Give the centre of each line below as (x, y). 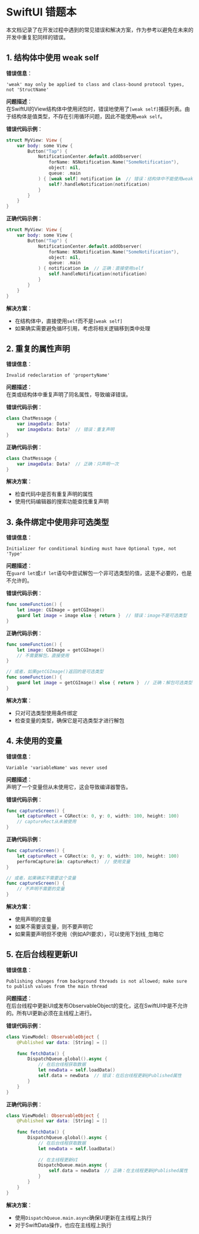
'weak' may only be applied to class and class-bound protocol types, (95, 84)
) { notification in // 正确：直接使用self (91, 269)
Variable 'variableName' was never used (57, 768)
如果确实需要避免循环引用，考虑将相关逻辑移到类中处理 (82, 328)
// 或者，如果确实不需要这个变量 (41, 878)
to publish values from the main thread (57, 986)
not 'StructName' (28, 90)
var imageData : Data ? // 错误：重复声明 (66, 430)
